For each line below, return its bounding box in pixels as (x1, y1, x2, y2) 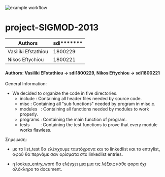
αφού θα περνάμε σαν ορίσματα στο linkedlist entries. (12, 151, 123, 157)
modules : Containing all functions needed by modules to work (19, 106, 149, 112)
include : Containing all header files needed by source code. (19, 96, 142, 102)
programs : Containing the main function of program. (19, 116, 127, 123)
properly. (19, 111, 38, 117)
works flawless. (19, 127, 52, 133)
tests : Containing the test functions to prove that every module (19, 122, 158, 128)
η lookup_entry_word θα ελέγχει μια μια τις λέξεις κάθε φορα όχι (12, 161, 146, 167)
